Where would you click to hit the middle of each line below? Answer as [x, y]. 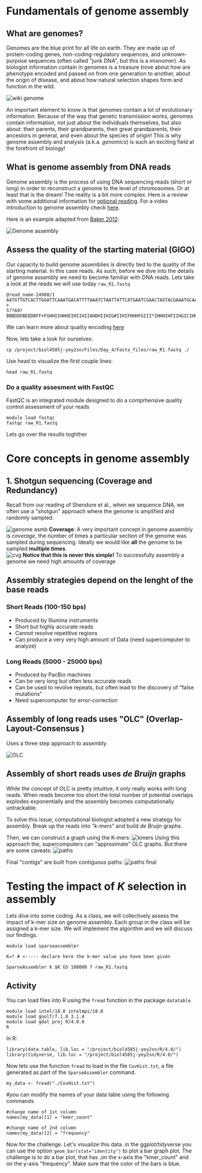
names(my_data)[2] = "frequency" [48, 1133]
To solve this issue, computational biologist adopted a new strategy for [94, 819]
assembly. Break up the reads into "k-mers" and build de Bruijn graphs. [94, 826]
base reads [28, 590]
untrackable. [22, 808]
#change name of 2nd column [41, 1128]
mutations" [29, 694]
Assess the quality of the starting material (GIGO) [101, 250]
